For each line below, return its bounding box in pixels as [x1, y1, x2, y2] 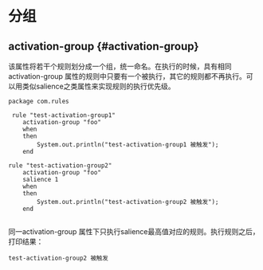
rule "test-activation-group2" [8, 162, 112, 170]
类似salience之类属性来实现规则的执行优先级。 [22, 81, 175, 91]
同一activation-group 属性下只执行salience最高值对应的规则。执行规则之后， [8, 227, 260, 236]
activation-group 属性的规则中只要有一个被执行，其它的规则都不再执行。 [8, 72, 247, 80]
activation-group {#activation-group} [8, 39, 199, 53]
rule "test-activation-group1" [11, 112, 116, 119]
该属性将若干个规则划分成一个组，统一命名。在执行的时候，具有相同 [8, 61, 232, 71]
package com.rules [8, 97, 69, 105]
